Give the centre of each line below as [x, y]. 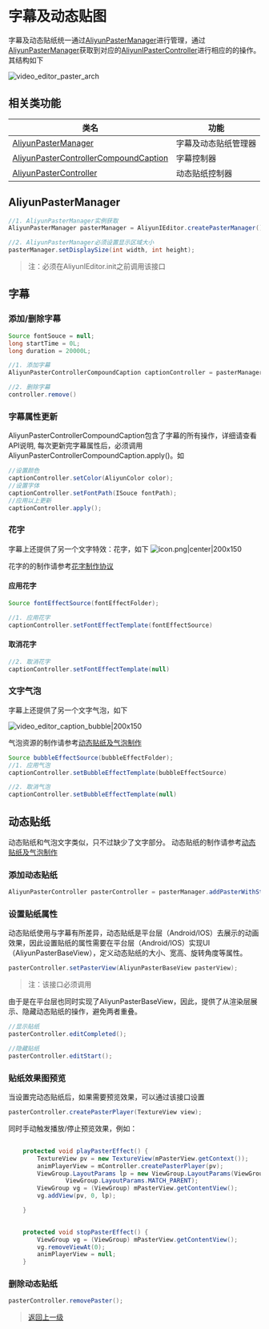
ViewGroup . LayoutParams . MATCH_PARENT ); [132, 1181]
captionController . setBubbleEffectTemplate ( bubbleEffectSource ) [118, 773]
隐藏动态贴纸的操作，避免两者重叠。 [82, 1012]
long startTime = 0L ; [44, 343]
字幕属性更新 [33, 416]
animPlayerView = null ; [76, 1255]
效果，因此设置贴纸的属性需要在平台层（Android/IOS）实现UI [109, 943]
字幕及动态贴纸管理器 [216, 143]
